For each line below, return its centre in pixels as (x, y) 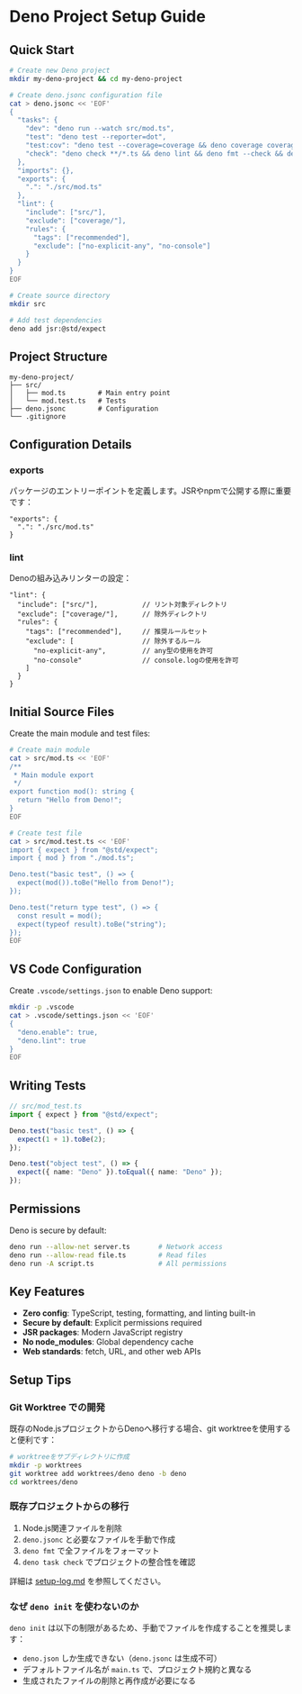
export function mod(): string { (72, 792)
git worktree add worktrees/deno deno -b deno (98, 1473)
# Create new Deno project (60, 70)
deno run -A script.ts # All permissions (118, 1264)
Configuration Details (71, 444)
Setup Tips (40, 1380)
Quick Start (42, 50)
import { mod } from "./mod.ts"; (72, 858)
